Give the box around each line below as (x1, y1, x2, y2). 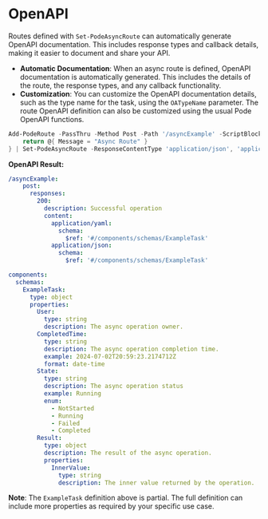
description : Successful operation (43, 204, 162, 212)
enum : (43, 397, 62, 405)
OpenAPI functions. (19, 114, 85, 124)
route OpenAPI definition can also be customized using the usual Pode (19, 105, 252, 116)
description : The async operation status (43, 382, 183, 390)
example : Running (43, 390, 102, 398)
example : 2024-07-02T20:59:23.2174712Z (43, 352, 177, 360)
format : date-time (43, 360, 105, 368)
